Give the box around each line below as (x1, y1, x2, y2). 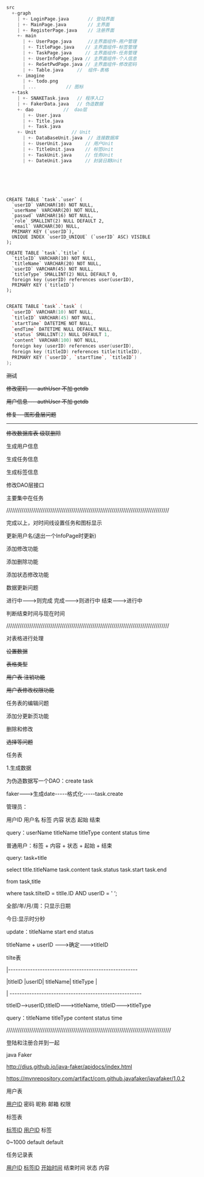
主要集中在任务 (6, 494, 44, 501)
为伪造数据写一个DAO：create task (6, 777, 93, 784)
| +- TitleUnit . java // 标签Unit (22, 146, 114, 152)
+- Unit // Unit (17, 129, 91, 135)
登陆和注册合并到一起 (6, 1039, 59, 1046)
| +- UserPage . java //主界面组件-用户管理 (22, 38, 137, 45)
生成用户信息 (6, 442, 38, 449)
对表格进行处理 (6, 634, 44, 642)
